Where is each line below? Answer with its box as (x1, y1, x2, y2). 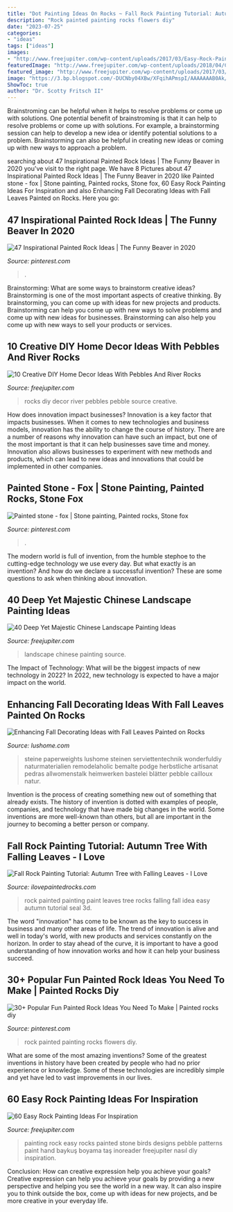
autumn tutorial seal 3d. (24, 904, 92, 912)
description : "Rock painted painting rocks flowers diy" (7, 17, 175, 24)
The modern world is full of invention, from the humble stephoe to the (7, 551, 206, 560)
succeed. (7, 954, 34, 962)
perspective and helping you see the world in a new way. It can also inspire (7, 1181, 222, 1190)
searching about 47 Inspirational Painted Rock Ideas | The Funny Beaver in (7, 157, 221, 165)
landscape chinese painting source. (24, 650, 126, 658)
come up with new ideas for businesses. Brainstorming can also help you (7, 313, 216, 322)
